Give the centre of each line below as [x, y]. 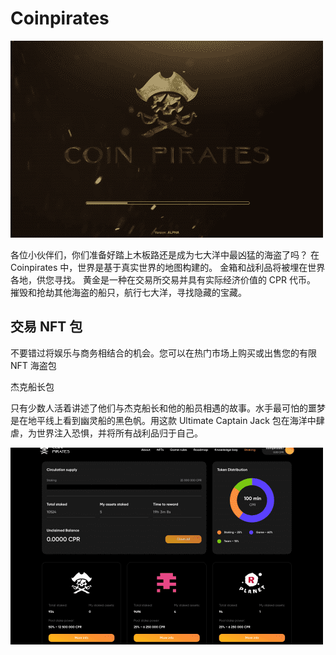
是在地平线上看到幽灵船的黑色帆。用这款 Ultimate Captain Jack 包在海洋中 [163, 420]
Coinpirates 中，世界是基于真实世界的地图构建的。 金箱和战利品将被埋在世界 [168, 267]
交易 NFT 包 [46, 327]
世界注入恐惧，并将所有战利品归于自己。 [119, 433]
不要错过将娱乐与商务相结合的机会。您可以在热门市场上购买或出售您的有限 [163, 353]
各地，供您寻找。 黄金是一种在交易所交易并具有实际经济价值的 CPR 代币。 [163, 279]
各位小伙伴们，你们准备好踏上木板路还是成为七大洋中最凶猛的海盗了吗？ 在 [165, 254]
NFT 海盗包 [33, 365]
